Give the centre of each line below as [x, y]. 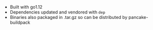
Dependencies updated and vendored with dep [57, 12]
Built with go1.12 [26, 7]
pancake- [138, 17]
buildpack [20, 22]
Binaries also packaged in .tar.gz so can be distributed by [69, 17]
